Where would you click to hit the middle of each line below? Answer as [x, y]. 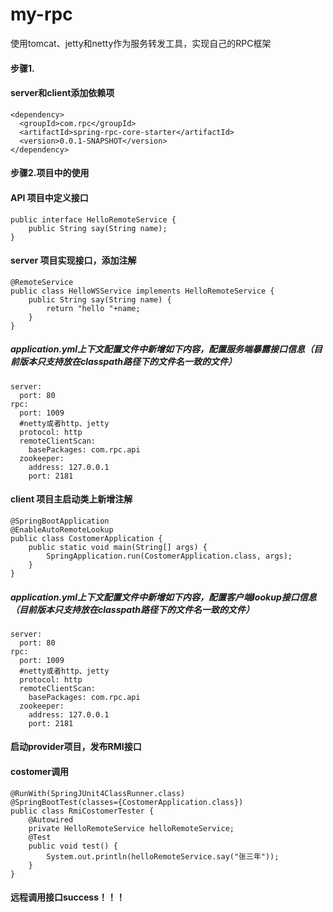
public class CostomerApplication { [86, 538]
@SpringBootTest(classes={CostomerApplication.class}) [127, 802]
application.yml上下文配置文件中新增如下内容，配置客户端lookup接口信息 [163, 597]
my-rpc [41, 14]
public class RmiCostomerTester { [82, 811]
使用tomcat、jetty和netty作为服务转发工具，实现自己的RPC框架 [141, 43]
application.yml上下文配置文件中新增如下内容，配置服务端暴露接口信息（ [162, 349]
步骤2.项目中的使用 [50, 173]
